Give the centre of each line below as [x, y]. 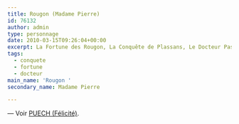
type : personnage [33, 34]
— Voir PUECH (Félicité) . [43, 113]
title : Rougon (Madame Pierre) [54, 14]
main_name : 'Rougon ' [39, 80]
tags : [15, 54]
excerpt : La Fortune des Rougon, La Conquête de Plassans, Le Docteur [114, 47]
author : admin [28, 27]
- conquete [30, 61]
